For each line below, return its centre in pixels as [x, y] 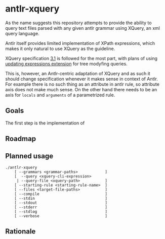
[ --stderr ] [61, 207]
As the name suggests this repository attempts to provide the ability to [78, 23]
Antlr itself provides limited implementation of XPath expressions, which [80, 43]
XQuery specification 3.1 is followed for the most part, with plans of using [81, 58]
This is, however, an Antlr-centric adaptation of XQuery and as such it [78, 73]
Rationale [20, 232]
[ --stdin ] [61, 198]
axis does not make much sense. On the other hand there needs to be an [81, 89]
